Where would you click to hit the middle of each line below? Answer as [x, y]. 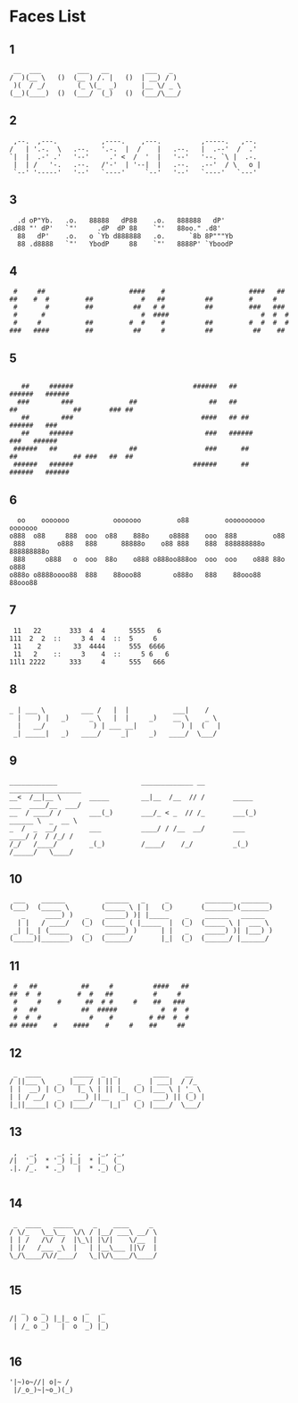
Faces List [48, 17]
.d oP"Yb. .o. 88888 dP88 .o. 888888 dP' [121, 221]
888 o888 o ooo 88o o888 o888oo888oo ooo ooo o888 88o [149, 560]
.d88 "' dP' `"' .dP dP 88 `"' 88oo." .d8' [115, 228]
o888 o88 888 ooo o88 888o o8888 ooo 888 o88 [147, 536]
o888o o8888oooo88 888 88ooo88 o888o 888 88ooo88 [135, 575]
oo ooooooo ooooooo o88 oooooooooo [141, 521]
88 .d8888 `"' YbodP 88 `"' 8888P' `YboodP [125, 244]
